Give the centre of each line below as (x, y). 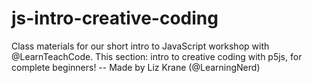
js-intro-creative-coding (115, 18)
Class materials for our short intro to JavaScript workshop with (140, 46)
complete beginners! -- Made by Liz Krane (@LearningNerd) (136, 67)
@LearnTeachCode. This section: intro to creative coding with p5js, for (157, 56)
